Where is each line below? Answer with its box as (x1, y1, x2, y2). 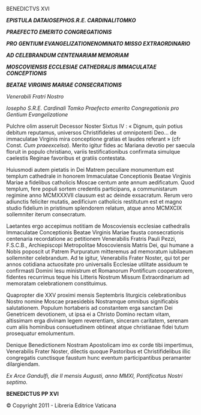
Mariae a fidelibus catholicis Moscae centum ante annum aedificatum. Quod (6, 179, 195, 186)
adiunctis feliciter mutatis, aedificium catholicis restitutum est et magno (6, 198, 182, 205)
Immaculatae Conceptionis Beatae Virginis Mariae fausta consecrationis (6, 229, 184, 236)
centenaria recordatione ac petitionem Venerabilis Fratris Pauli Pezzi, (6, 235, 177, 242)
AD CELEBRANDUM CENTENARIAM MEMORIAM (6, 52, 129, 59)
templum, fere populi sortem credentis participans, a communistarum (6, 186, 178, 192)
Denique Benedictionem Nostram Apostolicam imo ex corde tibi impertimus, (6, 342, 194, 348)
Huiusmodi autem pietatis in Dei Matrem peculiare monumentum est (6, 166, 174, 173)
